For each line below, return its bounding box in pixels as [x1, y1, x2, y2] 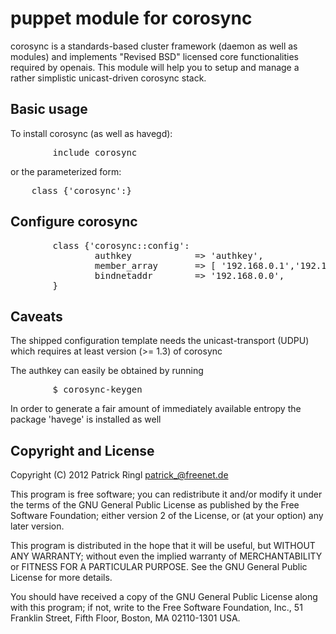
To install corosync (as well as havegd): [10, 127, 173, 139]
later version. [10, 520, 65, 532]
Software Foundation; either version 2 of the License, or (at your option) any [10, 510, 324, 522]
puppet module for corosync [10, 7, 253, 30]
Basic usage [10, 101, 88, 118]
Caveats [10, 308, 63, 325]
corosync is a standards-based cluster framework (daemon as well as [10, 40, 298, 52]
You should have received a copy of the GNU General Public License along [10, 591, 318, 603]
